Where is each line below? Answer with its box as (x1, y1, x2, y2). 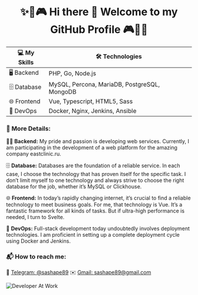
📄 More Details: (6, 124, 51, 132)
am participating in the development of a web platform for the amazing (6, 144, 178, 151)
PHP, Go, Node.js (48, 69, 96, 78)
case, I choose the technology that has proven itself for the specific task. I (6, 171, 186, 178)
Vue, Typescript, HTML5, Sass (48, 97, 133, 105)
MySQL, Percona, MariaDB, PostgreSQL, (48, 80, 160, 88)
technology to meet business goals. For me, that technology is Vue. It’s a (6, 201, 183, 208)
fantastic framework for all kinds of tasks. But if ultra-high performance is (6, 207, 184, 214)
